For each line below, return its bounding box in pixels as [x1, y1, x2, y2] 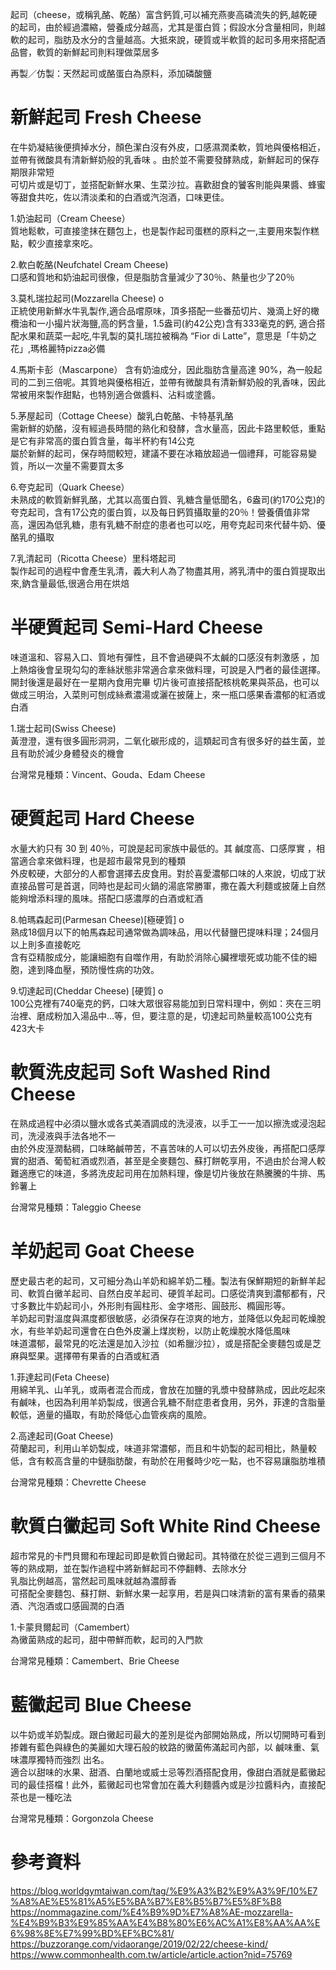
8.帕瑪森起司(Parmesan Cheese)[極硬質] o [10, 913, 185, 925]
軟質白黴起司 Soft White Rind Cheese [10, 1514, 321, 1537]
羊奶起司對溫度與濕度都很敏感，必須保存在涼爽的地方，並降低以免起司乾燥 [10, 1312, 317, 1324]
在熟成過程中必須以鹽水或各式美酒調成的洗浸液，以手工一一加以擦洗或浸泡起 [10, 1117, 326, 1129]
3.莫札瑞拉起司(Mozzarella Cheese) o [10, 292, 165, 304]
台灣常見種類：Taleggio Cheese [10, 1201, 142, 1213]
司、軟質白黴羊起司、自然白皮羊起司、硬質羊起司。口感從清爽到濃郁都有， [10, 1287, 317, 1299]
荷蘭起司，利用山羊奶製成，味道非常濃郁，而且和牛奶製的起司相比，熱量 [10, 1442, 308, 1454]
